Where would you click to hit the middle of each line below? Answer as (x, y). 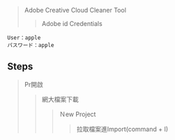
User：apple (24, 38)
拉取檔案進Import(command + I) (122, 129)
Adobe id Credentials (72, 23)
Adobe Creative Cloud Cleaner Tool (75, 10)
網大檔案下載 (60, 99)
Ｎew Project (77, 114)
